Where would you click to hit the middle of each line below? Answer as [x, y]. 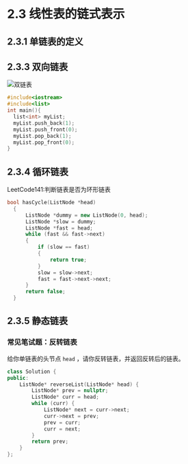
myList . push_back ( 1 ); [44, 123]
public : [18, 378]
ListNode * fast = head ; [59, 228]
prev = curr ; [62, 422]
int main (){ [24, 110]
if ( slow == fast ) [64, 247]
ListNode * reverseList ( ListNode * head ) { [79, 384]
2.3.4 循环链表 [38, 172]
